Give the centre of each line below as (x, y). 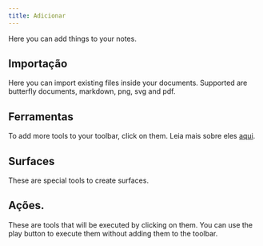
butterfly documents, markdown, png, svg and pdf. (92, 91)
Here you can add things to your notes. (73, 38)
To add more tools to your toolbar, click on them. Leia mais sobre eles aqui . (132, 136)
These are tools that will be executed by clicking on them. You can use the (131, 224)
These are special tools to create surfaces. (79, 180)
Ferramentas (41, 117)
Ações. (26, 206)
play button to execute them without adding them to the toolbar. (113, 233)
